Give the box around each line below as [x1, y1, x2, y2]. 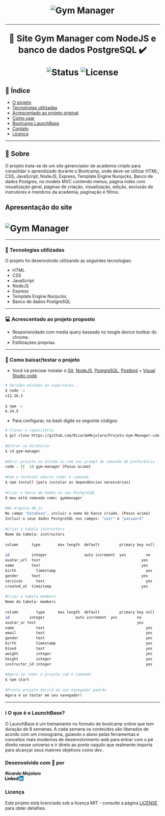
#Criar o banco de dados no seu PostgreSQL [5, 490, 96, 495]
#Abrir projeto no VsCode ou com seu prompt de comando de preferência [5, 459, 155, 464]
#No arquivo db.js [5, 506, 43, 511]
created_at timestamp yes [5, 584, 148, 588]
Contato [12, 126, 29, 131]
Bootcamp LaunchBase [12, 121, 60, 126]
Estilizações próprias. [12, 339, 56, 345]
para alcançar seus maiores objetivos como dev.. [5, 747, 105, 753]
